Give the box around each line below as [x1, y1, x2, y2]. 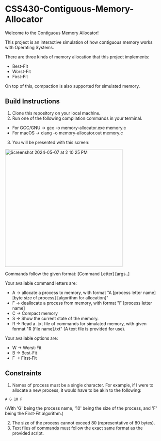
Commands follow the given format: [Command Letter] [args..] [5, 271, 130, 276]
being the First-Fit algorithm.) [5, 410, 64, 416]
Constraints [5, 369, 42, 378]
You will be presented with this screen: [12, 139, 90, 145]
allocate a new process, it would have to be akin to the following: [12, 387, 142, 393]
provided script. [12, 430, 44, 436]
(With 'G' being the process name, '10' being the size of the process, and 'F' [5, 405, 157, 411]
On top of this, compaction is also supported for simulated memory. [5, 83, 140, 89]
